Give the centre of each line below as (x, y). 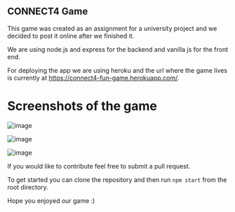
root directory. (28, 187)
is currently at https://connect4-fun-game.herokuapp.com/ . (93, 78)
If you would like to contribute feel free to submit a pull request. (99, 166)
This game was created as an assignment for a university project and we (112, 28)
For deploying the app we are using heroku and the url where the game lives (117, 70)
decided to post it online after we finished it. (71, 36)
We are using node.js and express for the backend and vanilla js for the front (118, 49)
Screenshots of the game (82, 106)
